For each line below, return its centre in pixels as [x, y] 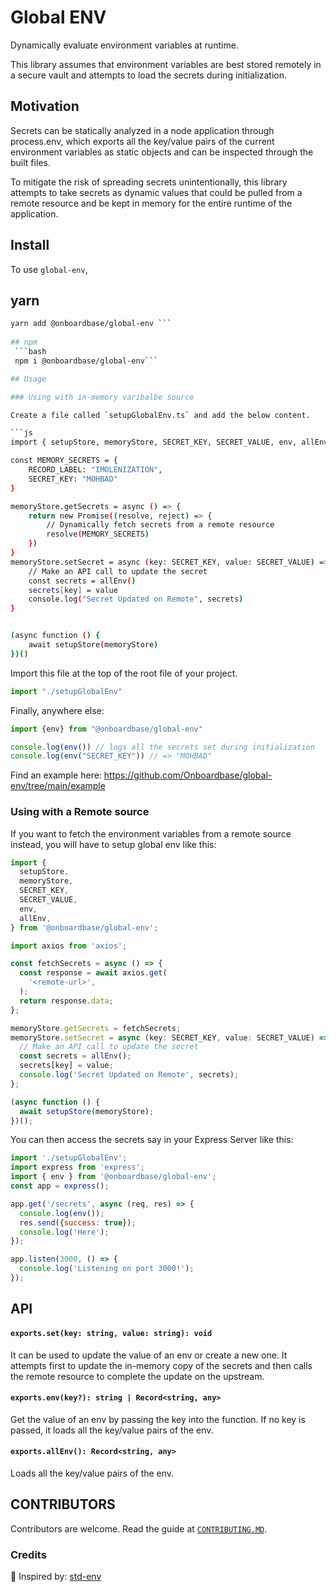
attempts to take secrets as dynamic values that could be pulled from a [156, 192]
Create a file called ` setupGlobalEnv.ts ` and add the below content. [160, 415]
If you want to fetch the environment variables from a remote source [151, 833]
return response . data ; [66, 1001]
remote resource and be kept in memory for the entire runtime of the [151, 203]
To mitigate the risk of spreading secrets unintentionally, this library [149, 182]
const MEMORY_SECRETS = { [64, 461]
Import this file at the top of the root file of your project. [124, 673]
